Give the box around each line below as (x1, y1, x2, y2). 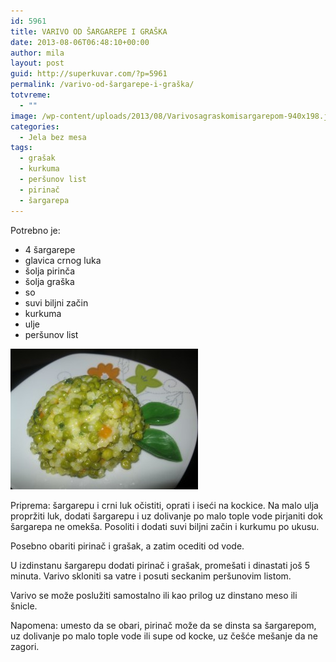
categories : (10, 121, 60, 132)
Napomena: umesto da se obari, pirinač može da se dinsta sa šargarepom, (10, 619, 317, 631)
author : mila (10, 48, 65, 58)
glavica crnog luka (24, 254, 102, 266)
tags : (10, 143, 33, 153)
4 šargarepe (24, 243, 76, 255)
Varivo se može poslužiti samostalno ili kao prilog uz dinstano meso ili (10, 589, 298, 601)
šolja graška (24, 275, 75, 287)
